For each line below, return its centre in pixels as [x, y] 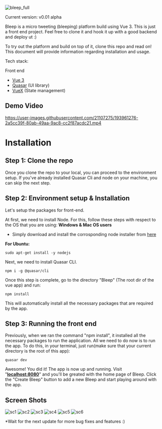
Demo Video [24, 106]
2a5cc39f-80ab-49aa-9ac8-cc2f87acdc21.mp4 [53, 123]
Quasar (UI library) [31, 85]
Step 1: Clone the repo [39, 161]
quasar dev [16, 360]
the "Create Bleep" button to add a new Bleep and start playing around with [81, 380]
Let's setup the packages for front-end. [45, 210]
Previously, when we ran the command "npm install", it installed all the [75, 335]
